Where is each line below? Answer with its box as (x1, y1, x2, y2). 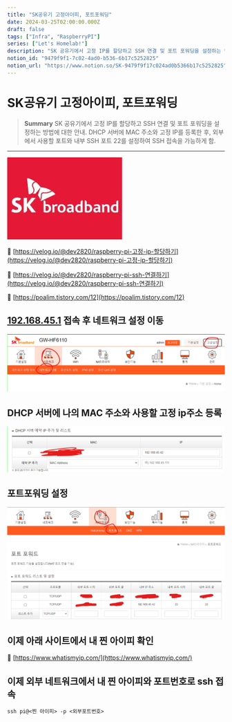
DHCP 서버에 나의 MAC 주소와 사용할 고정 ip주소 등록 (7, 407, 222, 418)
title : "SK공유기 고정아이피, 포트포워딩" (7, 11, 113, 18)
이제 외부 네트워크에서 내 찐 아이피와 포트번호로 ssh (7, 675, 214, 687)
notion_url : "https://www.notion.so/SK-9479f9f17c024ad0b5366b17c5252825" (7, 62, 227, 69)
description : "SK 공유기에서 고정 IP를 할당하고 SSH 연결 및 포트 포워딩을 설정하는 (7, 48, 222, 55)
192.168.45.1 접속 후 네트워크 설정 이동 (7, 315, 164, 326)
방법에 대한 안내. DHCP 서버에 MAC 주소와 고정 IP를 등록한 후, (42, 128, 211, 136)
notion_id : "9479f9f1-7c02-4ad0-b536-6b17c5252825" (7, 55, 159, 62)
